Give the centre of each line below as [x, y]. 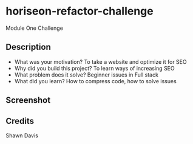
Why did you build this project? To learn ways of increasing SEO [94, 68]
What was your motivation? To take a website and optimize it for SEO [100, 61]
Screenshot [28, 101]
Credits [20, 121]
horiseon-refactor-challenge [80, 11]
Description [28, 47]
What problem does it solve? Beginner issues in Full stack [86, 75]
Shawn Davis [22, 135]
